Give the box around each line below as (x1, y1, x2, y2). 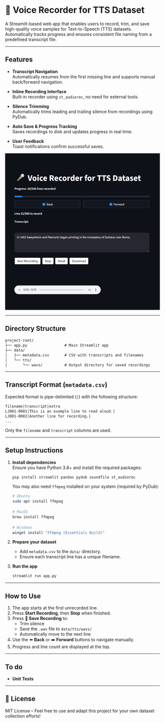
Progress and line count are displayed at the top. (12, 644, 110, 650)
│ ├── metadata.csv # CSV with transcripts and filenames (5, 353, 144, 358)
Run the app (12, 563, 38, 569)
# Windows (12, 525, 33, 530)
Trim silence (19, 621, 45, 627)
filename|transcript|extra (5, 404, 60, 409)
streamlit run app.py (12, 574, 56, 578)
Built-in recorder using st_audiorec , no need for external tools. (12, 94, 139, 100)
